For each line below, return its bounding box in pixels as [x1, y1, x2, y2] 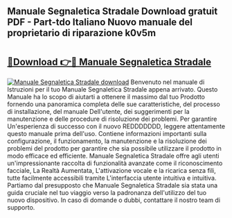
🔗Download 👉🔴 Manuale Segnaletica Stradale [7, 56, 211, 68]
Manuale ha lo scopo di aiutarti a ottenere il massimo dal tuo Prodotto [7, 93, 206, 101]
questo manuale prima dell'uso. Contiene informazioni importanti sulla [7, 130, 207, 137]
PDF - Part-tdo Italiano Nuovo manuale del [7, 17, 193, 28]
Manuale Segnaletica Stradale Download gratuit [7, 6, 218, 17]
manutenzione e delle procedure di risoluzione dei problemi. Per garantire [7, 115, 217, 123]
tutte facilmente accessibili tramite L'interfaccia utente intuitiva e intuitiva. [7, 174, 217, 182]
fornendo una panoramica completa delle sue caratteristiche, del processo [7, 100, 220, 108]
